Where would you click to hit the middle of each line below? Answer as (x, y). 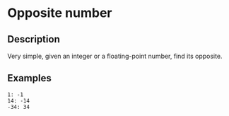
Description (34, 39)
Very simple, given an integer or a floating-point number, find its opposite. (115, 56)
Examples (29, 78)
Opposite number (60, 13)
